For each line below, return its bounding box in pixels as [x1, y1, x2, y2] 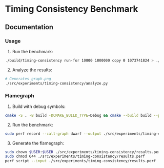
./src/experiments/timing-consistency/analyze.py [5, 81, 108, 86]
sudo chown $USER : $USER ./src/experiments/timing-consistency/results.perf [5, 149, 163, 154]
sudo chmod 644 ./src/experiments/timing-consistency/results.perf [5, 154, 145, 159]
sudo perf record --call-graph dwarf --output [5, 131, 102, 136]
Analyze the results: [12, 67, 52, 73]
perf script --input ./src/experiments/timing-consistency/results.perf [5, 159, 156, 164]
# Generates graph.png [5, 76, 51, 81]
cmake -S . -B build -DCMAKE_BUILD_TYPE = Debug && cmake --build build [5, 113, 152, 118]
